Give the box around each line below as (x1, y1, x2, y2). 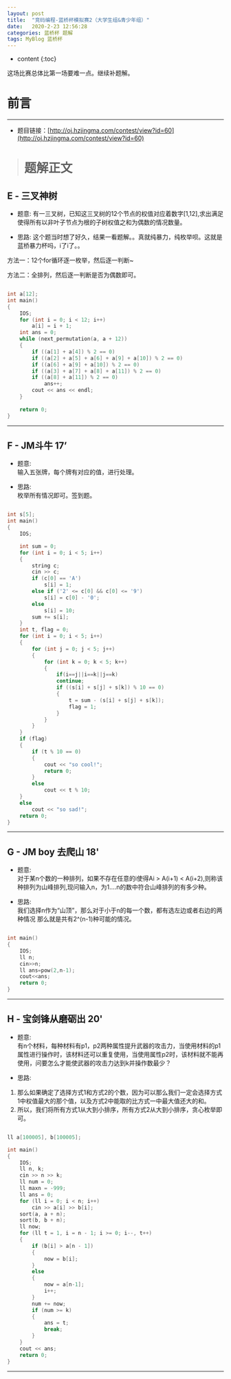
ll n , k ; (19, 1166, 45, 1173)
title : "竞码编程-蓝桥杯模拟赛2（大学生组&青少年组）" (7, 17, 150, 23)
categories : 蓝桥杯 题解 (7, 29, 74, 37)
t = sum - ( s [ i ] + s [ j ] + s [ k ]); (68, 696, 165, 704)
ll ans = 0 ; (19, 1191, 54, 1198)
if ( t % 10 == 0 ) (32, 748, 81, 755)
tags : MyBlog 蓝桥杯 (7, 36, 63, 43)
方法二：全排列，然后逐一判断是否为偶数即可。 (7, 271, 140, 280)
